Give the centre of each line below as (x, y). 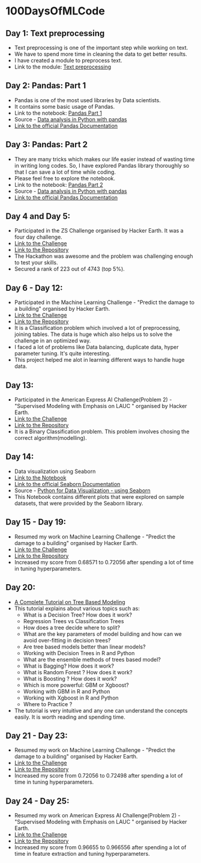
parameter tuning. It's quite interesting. (62, 353)
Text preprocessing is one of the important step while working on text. (101, 47)
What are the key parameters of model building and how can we (103, 634)
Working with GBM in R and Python (67, 691)
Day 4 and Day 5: (38, 217)
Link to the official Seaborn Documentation (67, 484)
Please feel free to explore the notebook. (64, 178)
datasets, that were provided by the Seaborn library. (79, 503)
